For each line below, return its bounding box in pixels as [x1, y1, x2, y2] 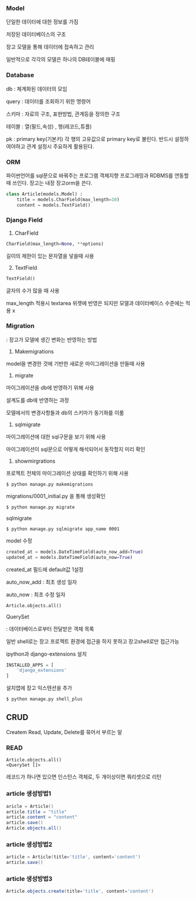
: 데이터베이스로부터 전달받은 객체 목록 [6, 625, 94, 632]
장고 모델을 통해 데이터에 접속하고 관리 [6, 43, 94, 51]
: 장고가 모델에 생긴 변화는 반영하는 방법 [6, 336, 97, 343]
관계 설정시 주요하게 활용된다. [26, 143, 94, 150]
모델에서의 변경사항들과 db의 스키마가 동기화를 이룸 [6, 409, 125, 416]
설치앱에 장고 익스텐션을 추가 [6, 685, 72, 692]
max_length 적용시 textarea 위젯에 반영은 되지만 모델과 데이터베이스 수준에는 [6, 299, 184, 306]
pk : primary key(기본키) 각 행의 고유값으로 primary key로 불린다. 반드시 [6, 135, 174, 142]
